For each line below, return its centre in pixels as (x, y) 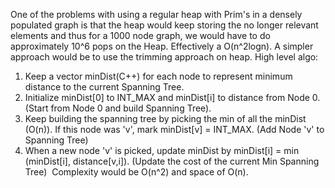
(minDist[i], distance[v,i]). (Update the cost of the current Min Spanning (172, 161)
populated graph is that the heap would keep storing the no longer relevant (164, 25)
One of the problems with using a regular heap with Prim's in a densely (156, 14)
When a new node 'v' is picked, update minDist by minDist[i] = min (162, 150)
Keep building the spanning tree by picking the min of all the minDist (165, 118)
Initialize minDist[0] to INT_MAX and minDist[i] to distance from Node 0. (172, 97)
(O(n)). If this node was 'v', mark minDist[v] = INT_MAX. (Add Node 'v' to (174, 129)
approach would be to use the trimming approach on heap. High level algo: (164, 57)
